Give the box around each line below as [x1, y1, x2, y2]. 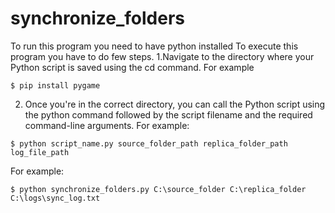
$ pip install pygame [10, 80, 101, 91]
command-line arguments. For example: [24, 119, 190, 131]
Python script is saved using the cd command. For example [10, 61, 255, 73]
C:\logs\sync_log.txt [10, 193, 101, 203]
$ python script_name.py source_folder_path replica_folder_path [10, 138, 288, 149]
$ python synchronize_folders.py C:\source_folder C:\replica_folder [10, 184, 307, 194]
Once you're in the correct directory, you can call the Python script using [24, 98, 326, 110]
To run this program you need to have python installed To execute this [10, 40, 299, 52]
